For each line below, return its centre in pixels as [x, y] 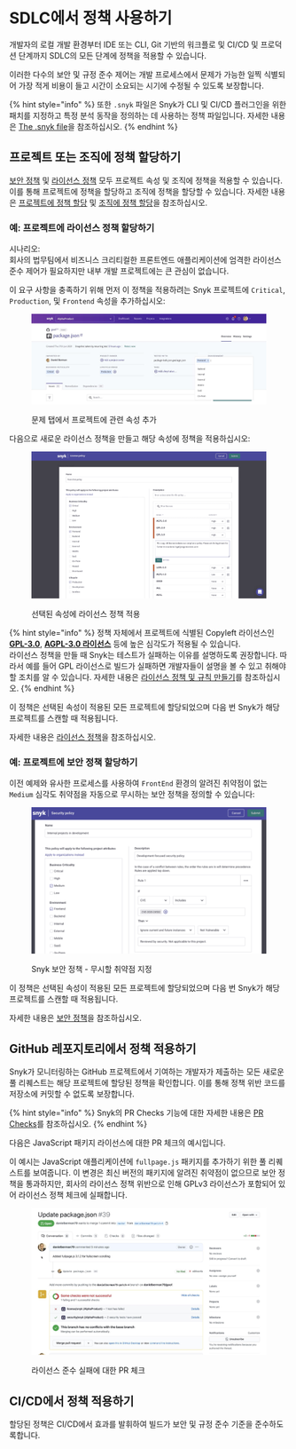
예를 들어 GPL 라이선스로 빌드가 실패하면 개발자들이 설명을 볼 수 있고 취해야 [156, 666]
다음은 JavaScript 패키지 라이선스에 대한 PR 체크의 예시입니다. [117, 1143]
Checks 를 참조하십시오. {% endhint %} [78, 1124]
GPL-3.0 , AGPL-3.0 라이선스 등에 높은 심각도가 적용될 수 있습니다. [125, 644]
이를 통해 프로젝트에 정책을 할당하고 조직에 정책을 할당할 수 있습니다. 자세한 [139, 191]
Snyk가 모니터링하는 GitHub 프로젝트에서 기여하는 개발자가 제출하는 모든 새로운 [147, 1072]
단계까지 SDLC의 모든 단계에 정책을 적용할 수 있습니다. [112, 55]
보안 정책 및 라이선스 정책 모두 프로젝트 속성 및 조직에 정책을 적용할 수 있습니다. [146, 180]
